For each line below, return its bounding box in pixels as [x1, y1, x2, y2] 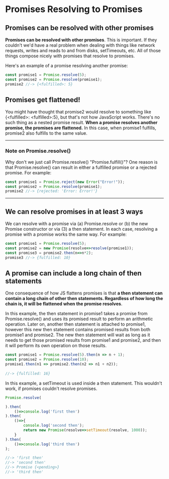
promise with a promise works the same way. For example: [5, 231, 127, 237]
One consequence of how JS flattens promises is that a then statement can [5, 290, 163, 296]
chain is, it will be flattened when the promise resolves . [5, 301, 123, 307]
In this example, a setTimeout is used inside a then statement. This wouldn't [5, 380, 162, 386]
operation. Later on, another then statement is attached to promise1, [5, 321, 146, 327]
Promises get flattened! [5, 95, 80, 104]
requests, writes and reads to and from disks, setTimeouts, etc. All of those [5, 48, 161, 53]
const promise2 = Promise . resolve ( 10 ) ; [5, 357, 89, 362]
